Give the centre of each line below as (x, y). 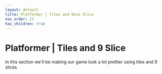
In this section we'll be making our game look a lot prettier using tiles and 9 (81, 62)
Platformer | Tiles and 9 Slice (65, 48)
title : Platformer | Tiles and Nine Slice (49, 14)
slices (11, 67)
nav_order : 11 (20, 19)
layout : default (22, 10)
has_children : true (25, 24)
